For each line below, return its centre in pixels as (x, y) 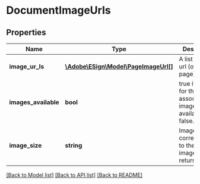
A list (186, 59)
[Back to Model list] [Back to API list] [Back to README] (74, 175)
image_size (26, 145)
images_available (34, 102)
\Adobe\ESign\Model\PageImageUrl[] (119, 66)
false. (187, 121)
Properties (26, 32)
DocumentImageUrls (59, 10)
